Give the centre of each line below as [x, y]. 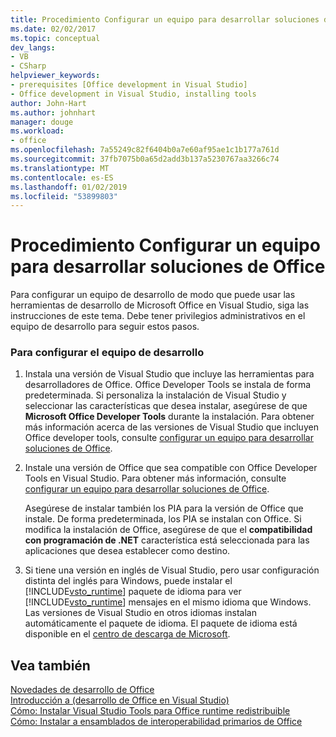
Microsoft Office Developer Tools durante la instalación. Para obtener [169, 417]
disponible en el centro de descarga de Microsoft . [127, 634]
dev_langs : [33, 47]
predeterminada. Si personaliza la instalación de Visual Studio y [155, 395]
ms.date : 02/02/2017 [53, 29]
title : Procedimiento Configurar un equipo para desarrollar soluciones [165, 19]
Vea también [50, 665]
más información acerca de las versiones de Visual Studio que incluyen [171, 427]
